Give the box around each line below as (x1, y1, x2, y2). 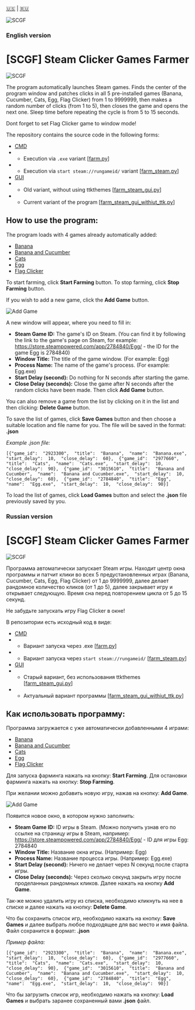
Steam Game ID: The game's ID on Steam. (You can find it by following (14, 330, 186, 337)
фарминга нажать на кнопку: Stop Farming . (6, 779, 115, 786)
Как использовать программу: (6, 709, 125, 719)
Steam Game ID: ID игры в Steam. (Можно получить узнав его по (14, 824, 176, 831)
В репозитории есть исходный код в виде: (6, 618, 112, 626)
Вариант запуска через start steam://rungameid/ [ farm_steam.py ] (23, 654, 187, 661)
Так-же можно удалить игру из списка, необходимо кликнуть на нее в (6, 898, 183, 905)
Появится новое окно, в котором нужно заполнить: (6, 813, 135, 820)
